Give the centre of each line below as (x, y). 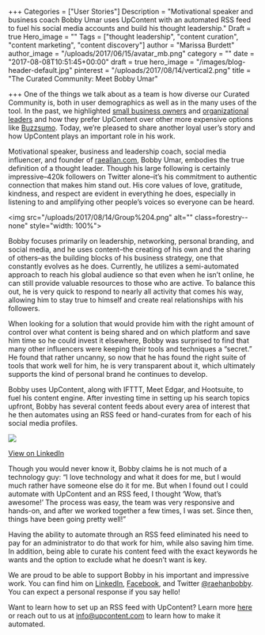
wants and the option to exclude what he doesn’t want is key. (108, 560)
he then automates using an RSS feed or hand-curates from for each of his (130, 414)
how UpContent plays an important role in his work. (92, 136)
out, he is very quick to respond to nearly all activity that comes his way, (126, 291)
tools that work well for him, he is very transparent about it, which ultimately (132, 366)
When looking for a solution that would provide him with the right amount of (131, 323)
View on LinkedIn (36, 453)
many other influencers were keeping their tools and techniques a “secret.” (130, 349)
